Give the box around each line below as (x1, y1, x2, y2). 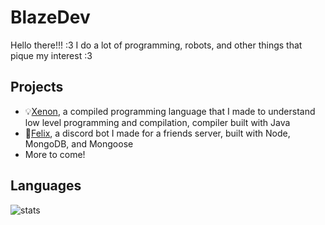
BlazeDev (10, 6, 91, 29)
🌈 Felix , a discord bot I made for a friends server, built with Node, (24, 127, 291, 139)
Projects (10, 79, 64, 96)
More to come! (24, 148, 86, 160)
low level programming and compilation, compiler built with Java (24, 116, 291, 128)
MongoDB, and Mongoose (24, 137, 134, 150)
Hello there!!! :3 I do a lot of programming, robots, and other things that (10, 39, 303, 51)
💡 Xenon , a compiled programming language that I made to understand (24, 105, 316, 117)
